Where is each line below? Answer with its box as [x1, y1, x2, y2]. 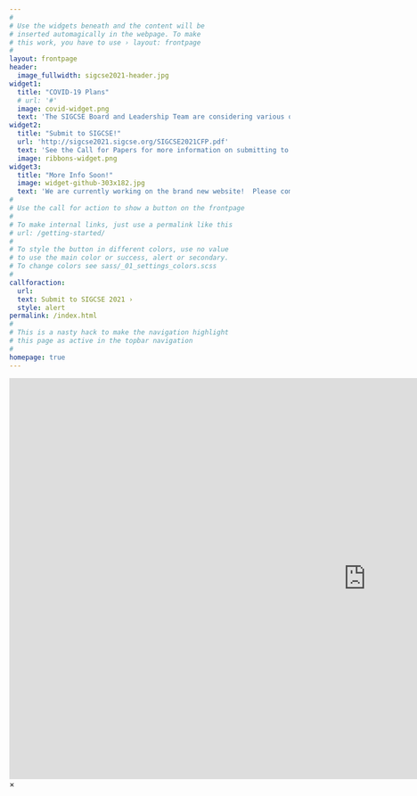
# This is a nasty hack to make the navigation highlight [9, 328, 229, 337]
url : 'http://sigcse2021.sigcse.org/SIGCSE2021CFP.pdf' [17, 137, 229, 146]
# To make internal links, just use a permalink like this [9, 220, 233, 229]
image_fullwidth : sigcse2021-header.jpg [17, 71, 169, 80]
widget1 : [9, 79, 42, 88]
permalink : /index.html [9, 311, 98, 321]
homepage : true [9, 353, 66, 362]
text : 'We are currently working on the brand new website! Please [17, 187, 277, 196]
